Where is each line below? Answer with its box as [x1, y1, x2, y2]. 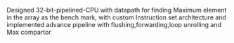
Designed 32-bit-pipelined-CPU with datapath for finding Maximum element [6, 6, 227, 14]
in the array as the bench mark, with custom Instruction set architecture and [6, 13, 226, 21]
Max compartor [6, 28, 51, 36]
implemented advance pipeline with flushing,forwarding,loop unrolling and [6, 21, 222, 28]
